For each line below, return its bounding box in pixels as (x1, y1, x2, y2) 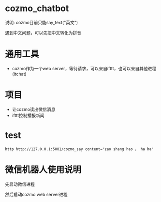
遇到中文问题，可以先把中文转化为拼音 (5, 30, 81, 35)
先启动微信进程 (5, 181, 35, 187)
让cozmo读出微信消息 (12, 106, 56, 112)
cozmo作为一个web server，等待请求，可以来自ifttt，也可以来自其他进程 (12, 65, 157, 71)
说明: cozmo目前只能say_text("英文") (5, 19, 78, 25)
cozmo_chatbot (5, 3, 69, 14)
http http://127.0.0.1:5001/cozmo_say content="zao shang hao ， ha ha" (5, 146, 154, 152)
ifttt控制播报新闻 (12, 112, 44, 118)
